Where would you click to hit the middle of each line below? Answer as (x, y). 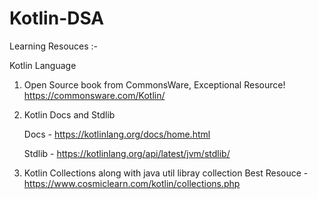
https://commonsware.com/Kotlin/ (94, 95)
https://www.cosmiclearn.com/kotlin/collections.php (132, 183)
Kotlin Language (43, 65)
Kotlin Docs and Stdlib (69, 114)
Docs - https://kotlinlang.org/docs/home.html (117, 134)
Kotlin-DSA (57, 18)
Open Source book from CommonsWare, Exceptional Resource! (154, 84)
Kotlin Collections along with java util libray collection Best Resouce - (166, 173)
